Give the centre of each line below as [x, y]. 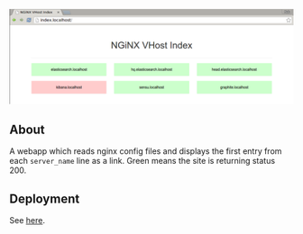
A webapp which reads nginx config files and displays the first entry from [146, 151]
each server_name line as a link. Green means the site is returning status [142, 161]
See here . [27, 220]
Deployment [45, 198]
